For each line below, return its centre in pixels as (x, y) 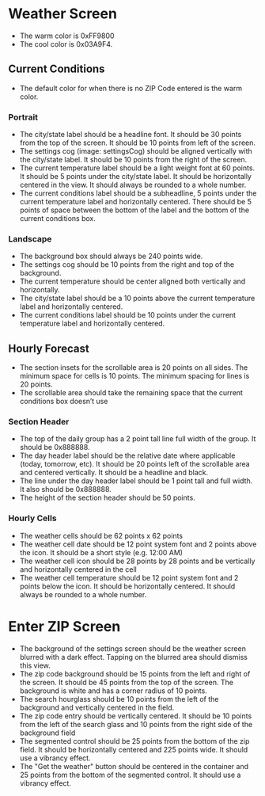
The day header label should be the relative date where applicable (127, 455)
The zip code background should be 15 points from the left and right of (135, 673)
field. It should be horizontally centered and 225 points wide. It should (134, 749)
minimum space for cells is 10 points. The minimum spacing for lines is (134, 376)
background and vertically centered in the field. (97, 707)
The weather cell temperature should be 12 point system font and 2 (129, 577)
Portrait (23, 117)
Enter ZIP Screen (64, 626)
